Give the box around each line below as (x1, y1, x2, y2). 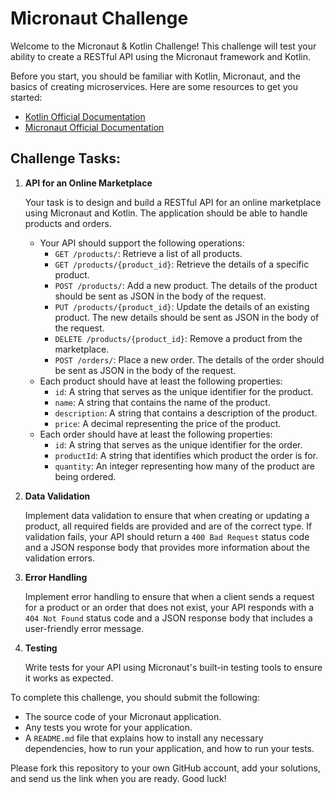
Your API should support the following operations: (39, 237, 245, 249)
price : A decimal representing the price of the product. (54, 417, 282, 429)
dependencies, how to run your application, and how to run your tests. (24, 742, 315, 754)
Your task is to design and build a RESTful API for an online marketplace (24, 196, 322, 208)
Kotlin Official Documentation (24, 110, 146, 122)
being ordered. (54, 470, 117, 482)
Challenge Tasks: (10, 150, 121, 167)
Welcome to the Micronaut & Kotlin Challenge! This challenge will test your (10, 40, 317, 52)
